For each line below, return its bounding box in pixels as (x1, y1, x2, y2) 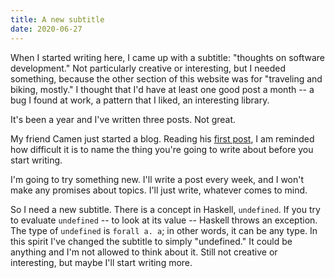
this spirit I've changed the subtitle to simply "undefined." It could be (10, 235, 293, 247)
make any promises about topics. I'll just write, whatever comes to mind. (10, 184, 308, 196)
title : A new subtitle (10, 14, 105, 25)
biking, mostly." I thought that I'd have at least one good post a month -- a (10, 83, 315, 95)
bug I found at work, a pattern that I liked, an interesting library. (10, 94, 270, 106)
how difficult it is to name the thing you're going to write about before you (10, 143, 314, 155)
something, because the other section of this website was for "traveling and (10, 72, 323, 85)
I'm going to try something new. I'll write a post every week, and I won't (10, 173, 305, 185)
